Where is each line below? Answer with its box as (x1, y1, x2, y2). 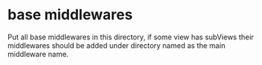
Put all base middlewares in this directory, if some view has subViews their (7, 32, 254, 42)
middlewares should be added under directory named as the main (7, 40, 226, 50)
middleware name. (7, 49, 69, 59)
